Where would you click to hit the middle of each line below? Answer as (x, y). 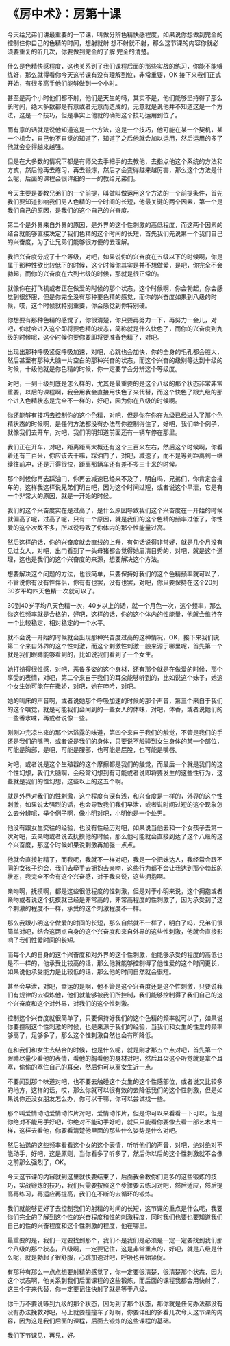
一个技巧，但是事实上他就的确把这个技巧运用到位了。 (106, 115)
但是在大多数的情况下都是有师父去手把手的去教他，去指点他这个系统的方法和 (115, 161)
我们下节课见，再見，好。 (43, 1335)
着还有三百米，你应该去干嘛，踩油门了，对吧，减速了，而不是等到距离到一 (112, 455)
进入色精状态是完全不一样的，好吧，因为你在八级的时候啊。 (97, 400)
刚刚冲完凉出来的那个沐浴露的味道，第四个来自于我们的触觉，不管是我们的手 (115, 732)
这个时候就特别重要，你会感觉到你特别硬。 (91, 305)
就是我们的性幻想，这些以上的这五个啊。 (70, 781)
